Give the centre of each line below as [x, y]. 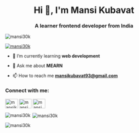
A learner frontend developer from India [84, 26]
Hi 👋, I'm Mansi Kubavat [84, 10]
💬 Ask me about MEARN [37, 66]
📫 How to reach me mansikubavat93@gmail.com [65, 76]
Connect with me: [27, 90]
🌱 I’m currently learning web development [56, 56]
